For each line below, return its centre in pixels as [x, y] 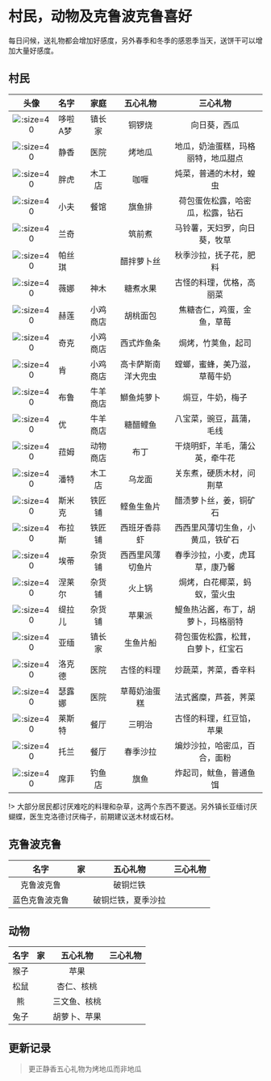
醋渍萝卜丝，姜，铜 [211, 500]
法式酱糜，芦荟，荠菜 [215, 697]
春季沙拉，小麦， [207, 555]
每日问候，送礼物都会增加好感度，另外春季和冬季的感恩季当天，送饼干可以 [132, 40]
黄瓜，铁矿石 [215, 539]
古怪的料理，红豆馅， [215, 718]
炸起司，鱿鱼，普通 [211, 773]
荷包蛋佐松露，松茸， [215, 636]
